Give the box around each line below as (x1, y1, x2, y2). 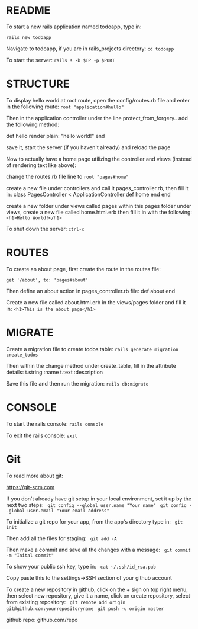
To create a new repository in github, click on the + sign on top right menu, (6, 586, 188, 593)
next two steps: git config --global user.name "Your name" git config (6, 501, 187, 508)
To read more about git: (6, 472, 63, 479)
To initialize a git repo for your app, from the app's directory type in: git (6, 518, 183, 525)
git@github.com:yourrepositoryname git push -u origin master (6, 605, 164, 612)
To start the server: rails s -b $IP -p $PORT (6, 56, 115, 63)
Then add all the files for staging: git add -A (6, 534, 117, 542)
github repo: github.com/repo (6, 616, 78, 623)
